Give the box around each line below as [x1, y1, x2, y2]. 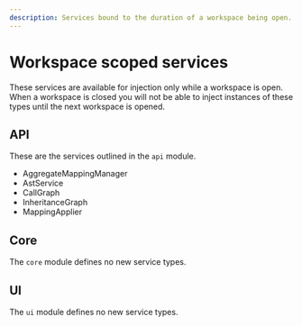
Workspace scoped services [9, 51, 228, 72]
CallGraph [22, 187, 60, 198]
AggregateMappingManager [22, 168, 128, 179]
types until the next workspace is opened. [9, 101, 165, 112]
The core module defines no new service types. [9, 257, 187, 267]
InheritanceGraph [22, 197, 88, 208]
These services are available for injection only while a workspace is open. [9, 82, 284, 93]
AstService [22, 177, 64, 189]
